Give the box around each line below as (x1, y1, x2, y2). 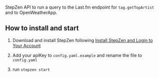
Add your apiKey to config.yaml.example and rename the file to (12, 52, 142, 58)
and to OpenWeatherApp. (5, 9, 57, 15)
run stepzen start (12, 66, 50, 72)
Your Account (12, 42, 41, 48)
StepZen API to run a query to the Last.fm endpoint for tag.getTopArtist (5, 4, 154, 10)
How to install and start (5, 24, 79, 32)
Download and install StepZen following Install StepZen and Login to (12, 37, 153, 43)
